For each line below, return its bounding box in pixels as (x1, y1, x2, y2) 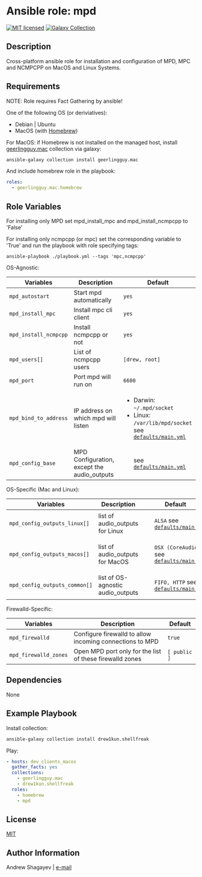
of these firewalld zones (73, 654, 142, 663)
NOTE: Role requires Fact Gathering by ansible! (6, 97, 123, 105)
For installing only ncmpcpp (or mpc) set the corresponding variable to (6, 236, 182, 242)
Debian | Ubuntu (14, 120, 56, 128)
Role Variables (6, 202, 61, 212)
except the (73, 463, 104, 471)
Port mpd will (73, 373, 111, 381)
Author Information (6, 848, 80, 858)
